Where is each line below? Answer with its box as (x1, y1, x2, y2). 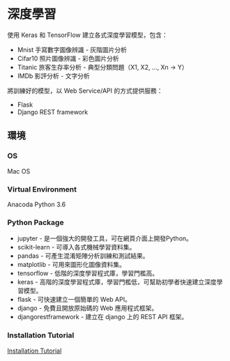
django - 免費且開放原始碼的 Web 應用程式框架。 (17, 304, 158, 312)
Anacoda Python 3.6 (7, 200, 66, 208)
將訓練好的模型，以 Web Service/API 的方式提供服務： (7, 86, 163, 95)
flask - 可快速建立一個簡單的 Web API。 (17, 295, 131, 304)
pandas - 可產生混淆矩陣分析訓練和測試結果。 (17, 252, 149, 260)
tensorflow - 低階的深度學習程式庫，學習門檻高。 (17, 269, 159, 277)
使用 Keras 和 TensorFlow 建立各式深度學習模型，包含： (7, 31, 169, 39)
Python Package (7, 217, 64, 227)
